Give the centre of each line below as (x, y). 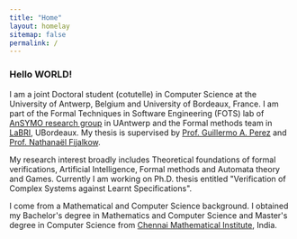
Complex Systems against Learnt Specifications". (101, 188)
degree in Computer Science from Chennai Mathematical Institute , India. (143, 225)
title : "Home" (36, 18)
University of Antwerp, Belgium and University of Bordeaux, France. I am (144, 104)
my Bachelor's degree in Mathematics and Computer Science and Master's (148, 215)
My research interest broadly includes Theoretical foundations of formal (143, 160)
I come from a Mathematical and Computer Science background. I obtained (149, 206)
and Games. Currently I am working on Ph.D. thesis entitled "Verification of (148, 179)
